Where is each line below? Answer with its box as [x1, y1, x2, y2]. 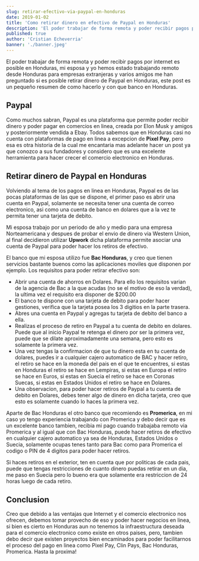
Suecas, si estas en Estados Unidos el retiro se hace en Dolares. [14, 379, 172, 386]
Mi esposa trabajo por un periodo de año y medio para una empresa [6, 224, 173, 231]
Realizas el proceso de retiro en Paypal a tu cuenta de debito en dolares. [14, 322, 192, 329]
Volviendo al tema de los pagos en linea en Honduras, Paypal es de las [6, 187, 179, 194]
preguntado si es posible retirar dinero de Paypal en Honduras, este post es [6, 76, 191, 84]
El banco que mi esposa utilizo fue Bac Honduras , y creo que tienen [6, 254, 173, 261]
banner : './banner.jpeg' [6, 42, 68, 48]
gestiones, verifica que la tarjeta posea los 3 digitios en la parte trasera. [14, 303, 190, 310]
